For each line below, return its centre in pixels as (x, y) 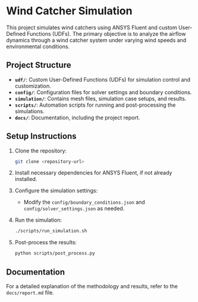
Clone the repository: (41, 151)
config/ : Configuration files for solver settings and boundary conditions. (103, 92)
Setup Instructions (41, 136)
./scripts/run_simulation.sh (51, 231)
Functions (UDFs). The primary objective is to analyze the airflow (106, 33)
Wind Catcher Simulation (69, 11)
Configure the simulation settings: (56, 191)
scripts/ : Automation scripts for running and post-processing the (95, 105)
